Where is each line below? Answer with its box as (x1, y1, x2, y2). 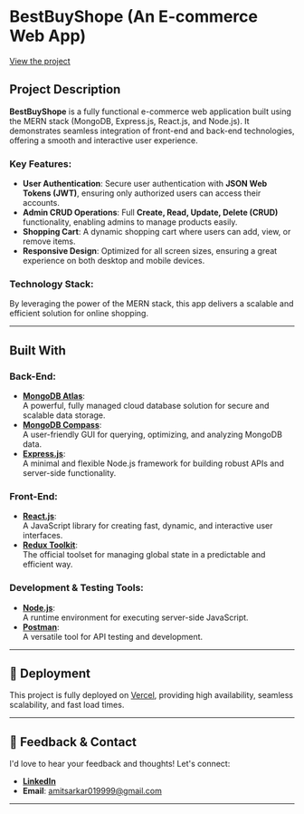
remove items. (22, 236, 76, 247)
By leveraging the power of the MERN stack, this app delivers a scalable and (9, 298, 294, 309)
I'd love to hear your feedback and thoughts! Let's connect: (9, 759, 231, 770)
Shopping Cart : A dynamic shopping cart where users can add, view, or (22, 227, 291, 237)
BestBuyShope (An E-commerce (9, 6, 258, 27)
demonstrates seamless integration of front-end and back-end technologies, (9, 125, 295, 136)
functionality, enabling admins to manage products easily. (22, 217, 238, 228)
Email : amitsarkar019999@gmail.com (22, 786, 163, 797)
